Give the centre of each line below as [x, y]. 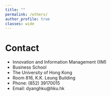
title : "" [15, 10]
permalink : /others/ [27, 14]
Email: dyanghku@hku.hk [38, 89]
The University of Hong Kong [42, 73]
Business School [29, 67]
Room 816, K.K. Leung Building [44, 78]
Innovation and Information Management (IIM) [59, 62]
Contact [22, 48]
